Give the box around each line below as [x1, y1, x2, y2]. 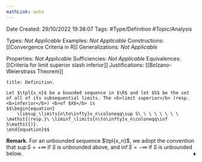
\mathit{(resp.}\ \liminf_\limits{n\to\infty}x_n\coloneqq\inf [6, 116, 168, 122]
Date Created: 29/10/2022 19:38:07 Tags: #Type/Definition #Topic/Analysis [6, 25, 192, 32]
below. [6, 149, 23, 157]
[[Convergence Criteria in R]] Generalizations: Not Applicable [6, 43, 158, 50]
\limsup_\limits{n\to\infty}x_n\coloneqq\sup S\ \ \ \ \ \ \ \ [17, 110, 179, 117]
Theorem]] [37, 67, 64, 75]
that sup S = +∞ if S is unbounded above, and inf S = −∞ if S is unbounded [6, 143, 192, 151]
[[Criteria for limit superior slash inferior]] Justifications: [6, 61, 144, 68]
